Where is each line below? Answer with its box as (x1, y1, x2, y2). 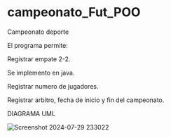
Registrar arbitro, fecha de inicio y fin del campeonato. (7, 96, 165, 104)
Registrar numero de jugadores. (7, 82, 99, 90)
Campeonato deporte (7, 27, 69, 36)
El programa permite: (7, 41, 69, 49)
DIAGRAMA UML (7, 109, 56, 118)
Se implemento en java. (7, 68, 75, 77)
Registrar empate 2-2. (7, 54, 71, 63)
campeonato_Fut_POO (7, 4, 141, 20)
